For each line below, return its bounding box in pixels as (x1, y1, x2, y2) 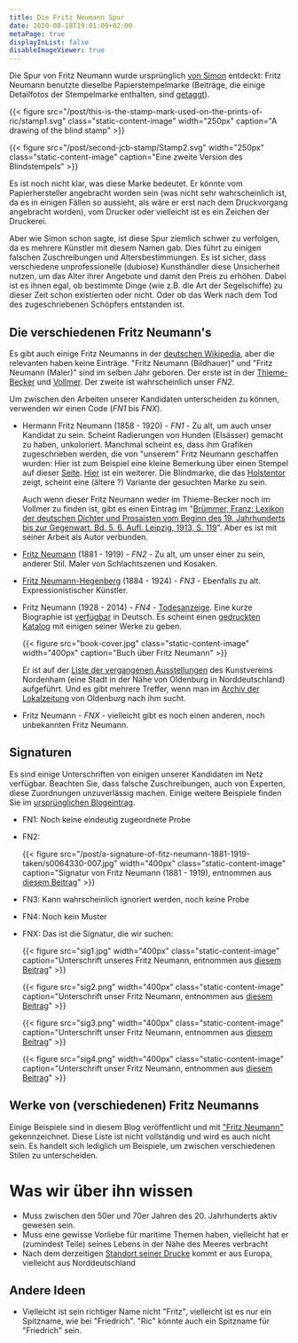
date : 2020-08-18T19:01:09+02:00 (9, 21, 133, 30)
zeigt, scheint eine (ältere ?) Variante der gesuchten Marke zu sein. (21, 476, 268, 488)
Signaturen (9, 746, 73, 761)
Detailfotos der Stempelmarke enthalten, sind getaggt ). (9, 90, 210, 100)
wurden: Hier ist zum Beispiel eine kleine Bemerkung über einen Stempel (21, 457, 289, 468)
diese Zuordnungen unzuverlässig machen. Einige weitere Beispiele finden (9, 787, 282, 798)
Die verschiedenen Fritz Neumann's (9, 324, 212, 340)
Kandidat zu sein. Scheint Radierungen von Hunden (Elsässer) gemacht (21, 429, 284, 440)
